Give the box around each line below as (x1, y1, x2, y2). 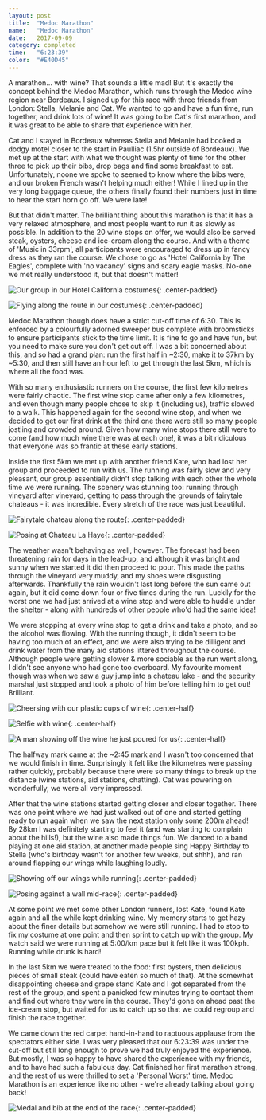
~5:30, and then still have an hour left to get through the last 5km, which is (8, 358, 252, 367)
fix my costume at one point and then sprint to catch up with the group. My (8, 930, 253, 939)
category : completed (8, 41, 77, 49)
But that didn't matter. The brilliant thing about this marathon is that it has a (8, 210, 253, 220)
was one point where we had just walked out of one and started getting (8, 807, 241, 817)
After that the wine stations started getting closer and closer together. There (8, 798, 258, 809)
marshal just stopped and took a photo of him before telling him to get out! (8, 679, 252, 689)
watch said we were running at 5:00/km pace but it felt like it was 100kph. (8, 938, 249, 948)
